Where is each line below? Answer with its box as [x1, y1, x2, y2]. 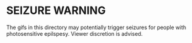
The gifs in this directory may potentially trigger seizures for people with [6, 24, 187, 31]
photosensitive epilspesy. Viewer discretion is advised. [6, 30, 143, 37]
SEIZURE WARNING [6, 4, 106, 18]
